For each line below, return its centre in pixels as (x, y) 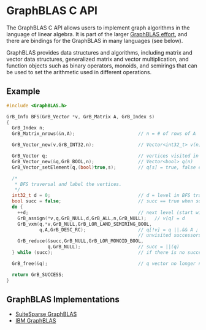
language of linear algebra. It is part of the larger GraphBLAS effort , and (97, 34)
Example (23, 92)
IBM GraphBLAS (36, 321)
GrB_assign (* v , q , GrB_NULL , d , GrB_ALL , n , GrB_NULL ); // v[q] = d (101, 218)
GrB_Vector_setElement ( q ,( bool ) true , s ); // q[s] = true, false (104, 167)
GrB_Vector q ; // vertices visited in (105, 156)
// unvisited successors (170, 236)
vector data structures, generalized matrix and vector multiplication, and (97, 59)
